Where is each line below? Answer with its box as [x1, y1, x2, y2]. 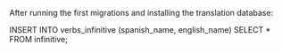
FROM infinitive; [9, 34, 69, 44]
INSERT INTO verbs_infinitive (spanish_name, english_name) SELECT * [9, 25, 271, 34]
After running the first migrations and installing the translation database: [9, 8, 274, 18]
